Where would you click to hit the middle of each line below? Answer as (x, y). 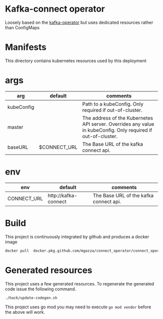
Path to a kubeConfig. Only (113, 104)
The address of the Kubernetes (118, 118)
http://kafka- (63, 195)
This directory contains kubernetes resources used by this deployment (76, 61)
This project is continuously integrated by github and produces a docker (77, 236)
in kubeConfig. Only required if (117, 130)
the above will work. (25, 312)
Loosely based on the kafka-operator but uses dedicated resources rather (79, 22)
